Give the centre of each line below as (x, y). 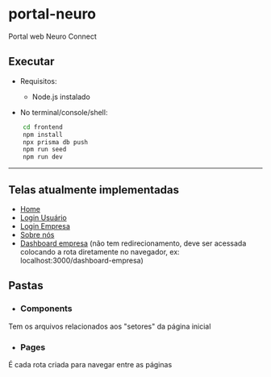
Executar (31, 62)
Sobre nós (37, 234)
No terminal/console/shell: (64, 112)
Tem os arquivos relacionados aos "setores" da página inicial (110, 326)
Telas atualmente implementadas (94, 190)
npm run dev (43, 157)
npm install (43, 135)
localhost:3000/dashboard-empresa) (81, 260)
